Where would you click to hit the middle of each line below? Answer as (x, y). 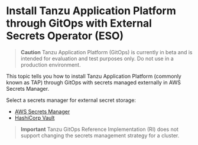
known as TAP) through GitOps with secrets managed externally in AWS (94, 82)
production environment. (51, 65)
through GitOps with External (79, 23)
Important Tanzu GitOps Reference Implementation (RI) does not (100, 129)
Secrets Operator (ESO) (65, 36)
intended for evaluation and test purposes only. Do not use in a (97, 58)
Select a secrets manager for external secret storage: (71, 100)
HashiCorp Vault (35, 118)
